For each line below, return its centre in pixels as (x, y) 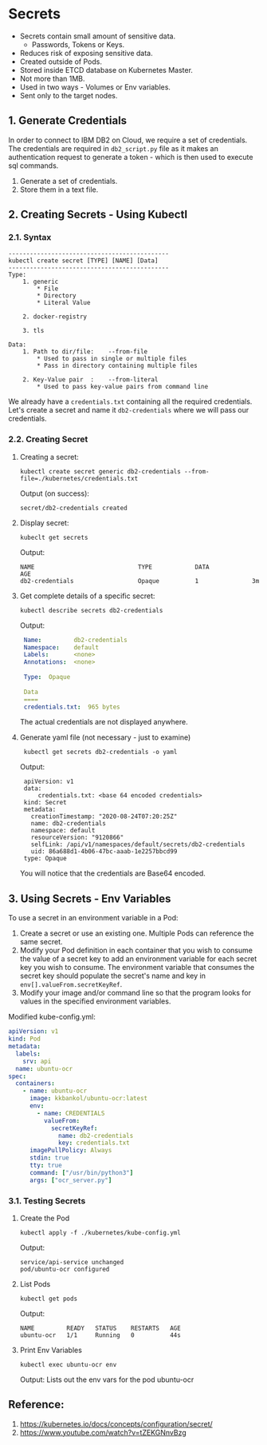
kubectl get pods (49, 1299)
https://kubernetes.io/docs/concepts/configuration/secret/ (116, 1423)
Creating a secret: (49, 457)
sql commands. (33, 166)
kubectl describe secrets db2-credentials (91, 610)
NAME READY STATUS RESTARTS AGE (100, 1328)
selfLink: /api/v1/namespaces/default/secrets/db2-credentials (138, 844)
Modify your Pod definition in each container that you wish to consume (136, 950)
